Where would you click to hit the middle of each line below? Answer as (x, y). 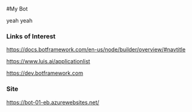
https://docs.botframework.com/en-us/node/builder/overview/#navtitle (96, 50)
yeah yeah (20, 20)
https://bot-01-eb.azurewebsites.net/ (53, 102)
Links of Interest (31, 36)
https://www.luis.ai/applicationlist (48, 61)
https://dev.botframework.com (45, 73)
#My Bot (17, 9)
